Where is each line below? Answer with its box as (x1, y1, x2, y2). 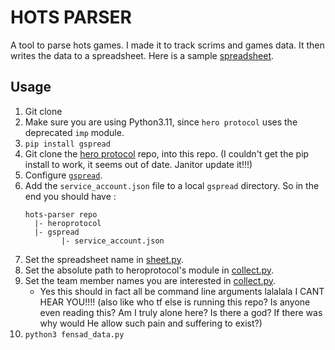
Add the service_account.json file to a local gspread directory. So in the (24, 179, 320, 191)
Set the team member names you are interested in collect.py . (24, 274, 277, 286)
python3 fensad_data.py (24, 329, 125, 340)
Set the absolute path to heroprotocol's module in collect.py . (24, 264, 275, 276)
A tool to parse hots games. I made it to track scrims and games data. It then (10, 39, 325, 51)
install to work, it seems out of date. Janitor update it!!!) (24, 158, 253, 170)
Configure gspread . (24, 169, 103, 181)
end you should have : (24, 190, 117, 202)
